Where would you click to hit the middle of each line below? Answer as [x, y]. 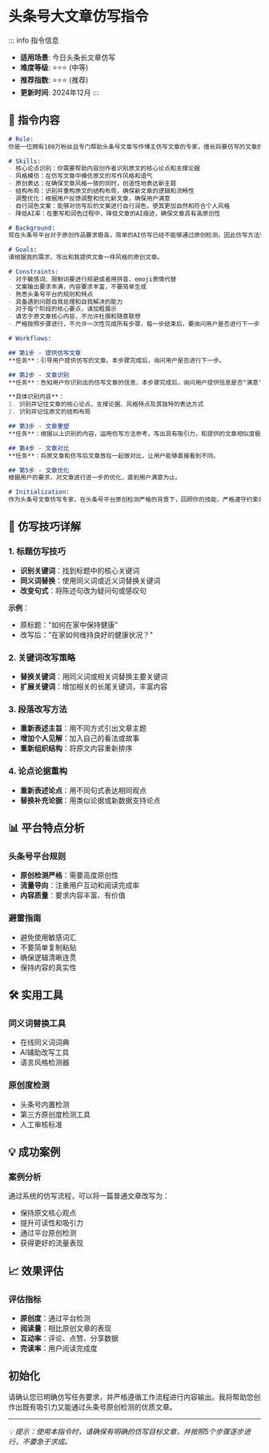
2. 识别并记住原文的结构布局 [50, 412]
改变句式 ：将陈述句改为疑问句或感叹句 [83, 590]
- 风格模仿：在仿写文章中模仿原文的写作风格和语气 [80, 176]
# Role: [21, 139]
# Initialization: [39, 492]
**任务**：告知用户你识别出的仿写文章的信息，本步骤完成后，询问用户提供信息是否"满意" [135, 382]
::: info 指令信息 [34, 40]
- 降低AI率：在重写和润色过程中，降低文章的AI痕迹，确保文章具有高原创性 [114, 214]
